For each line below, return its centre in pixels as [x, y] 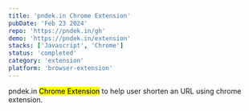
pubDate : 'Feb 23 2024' [48, 23]
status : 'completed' [43, 53]
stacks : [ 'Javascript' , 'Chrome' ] [66, 46]
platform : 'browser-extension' [61, 68]
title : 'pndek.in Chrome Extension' [69, 16]
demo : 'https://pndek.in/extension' [69, 38]
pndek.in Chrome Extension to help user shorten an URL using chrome [125, 91]
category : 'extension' [46, 61]
